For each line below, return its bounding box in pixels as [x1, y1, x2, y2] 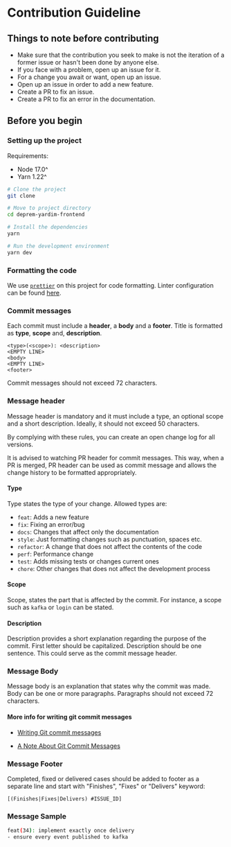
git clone [7, 192, 36, 199]
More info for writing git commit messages [7, 713, 133, 722]
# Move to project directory [7, 204, 91, 212]
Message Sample [7, 811, 67, 821]
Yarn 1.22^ [17, 172, 47, 181]
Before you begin [7, 115, 83, 127]
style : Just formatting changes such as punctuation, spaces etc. [17, 535, 202, 543]
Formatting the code [7, 265, 77, 275]
